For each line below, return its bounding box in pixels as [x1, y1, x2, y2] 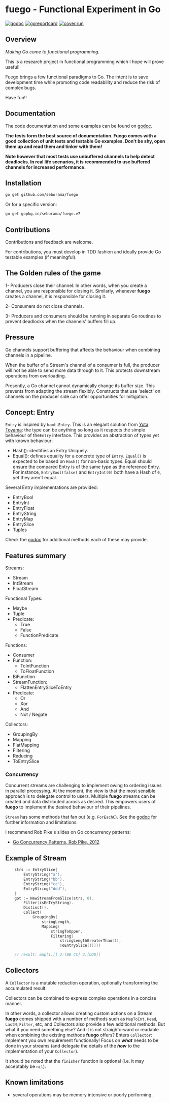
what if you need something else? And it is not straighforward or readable [5, 1026, 159, 1032]
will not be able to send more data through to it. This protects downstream [5, 367, 160, 373]
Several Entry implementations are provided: [5, 484, 98, 490]
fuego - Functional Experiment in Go [5, 4, 161, 15]
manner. [5, 1000, 23, 1006]
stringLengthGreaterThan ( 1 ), [59, 938, 122, 943]
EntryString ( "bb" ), [23, 877, 65, 882]
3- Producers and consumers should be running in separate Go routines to [5, 313, 161, 319]
